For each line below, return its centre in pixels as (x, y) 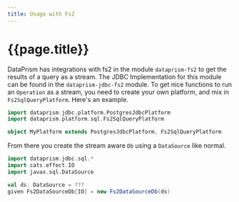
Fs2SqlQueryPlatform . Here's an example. (68, 99)
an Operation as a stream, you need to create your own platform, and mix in (118, 92)
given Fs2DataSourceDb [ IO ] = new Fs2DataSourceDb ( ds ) (89, 191)
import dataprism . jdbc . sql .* (51, 159)
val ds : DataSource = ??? (46, 185)
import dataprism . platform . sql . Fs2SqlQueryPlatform (86, 119)
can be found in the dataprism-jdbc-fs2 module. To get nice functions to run (120, 84)
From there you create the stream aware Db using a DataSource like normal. (117, 146)
